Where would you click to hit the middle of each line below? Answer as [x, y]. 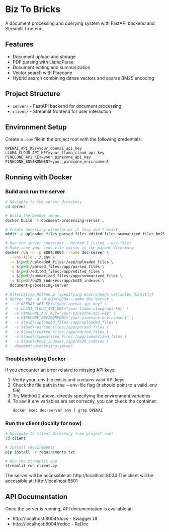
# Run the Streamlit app [31, 461]
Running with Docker [39, 177]
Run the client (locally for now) [44, 423]
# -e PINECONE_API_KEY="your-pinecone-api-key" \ [60, 313]
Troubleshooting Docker [36, 359]
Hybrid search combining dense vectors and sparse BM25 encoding [83, 78]
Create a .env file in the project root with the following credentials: [74, 139]
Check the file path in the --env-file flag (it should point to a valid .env [85, 385]
